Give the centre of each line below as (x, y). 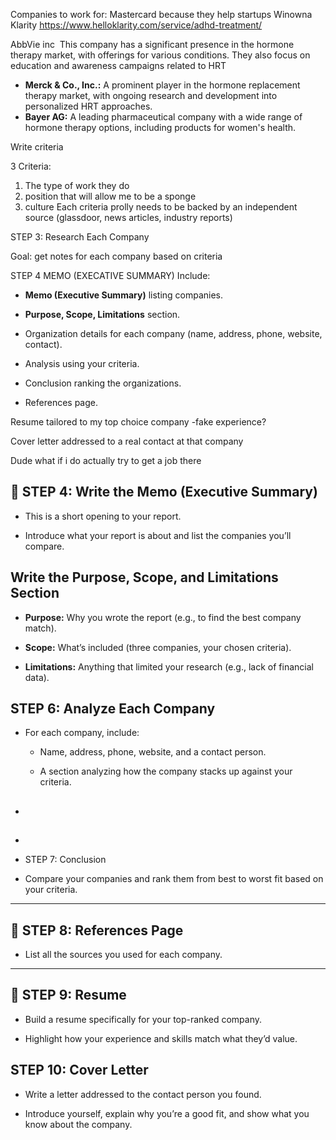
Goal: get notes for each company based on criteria (116, 256)
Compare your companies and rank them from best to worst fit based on (174, 879)
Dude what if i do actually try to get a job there (106, 460)
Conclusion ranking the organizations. (103, 383)
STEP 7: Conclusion (65, 860)
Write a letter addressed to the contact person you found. (143, 1094)
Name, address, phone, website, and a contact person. (153, 752)
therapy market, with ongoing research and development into (151, 95)
